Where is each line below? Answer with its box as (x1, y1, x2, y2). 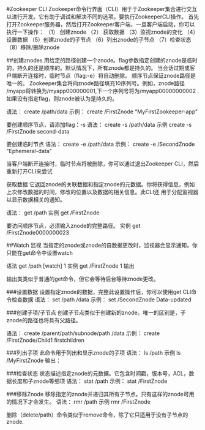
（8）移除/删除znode (6, 43, 60, 51)
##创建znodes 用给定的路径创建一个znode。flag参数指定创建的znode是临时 (6, 57, 198, 64)
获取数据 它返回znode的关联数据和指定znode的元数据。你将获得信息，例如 (6, 181, 195, 188)
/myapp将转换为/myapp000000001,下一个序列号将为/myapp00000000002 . (6, 88, 199, 94)
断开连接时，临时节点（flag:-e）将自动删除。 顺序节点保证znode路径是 (17, 72, 196, 79)
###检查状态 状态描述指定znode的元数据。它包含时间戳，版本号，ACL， (6, 370, 189, 377)
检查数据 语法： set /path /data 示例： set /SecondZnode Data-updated (11, 296, 192, 303)
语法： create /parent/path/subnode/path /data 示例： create (6, 330, 160, 337)
